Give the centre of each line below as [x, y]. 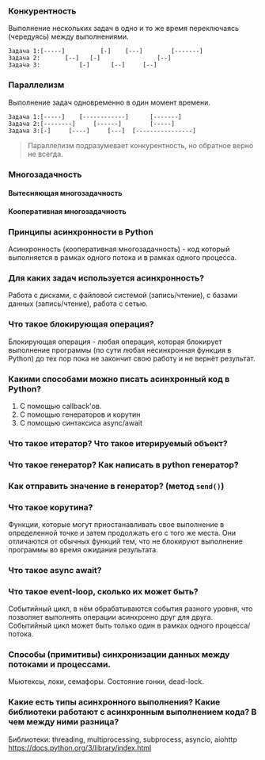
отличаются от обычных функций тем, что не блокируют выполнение [126, 541]
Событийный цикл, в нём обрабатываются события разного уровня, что [131, 609]
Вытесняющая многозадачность [65, 193]
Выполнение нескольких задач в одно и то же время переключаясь [124, 29]
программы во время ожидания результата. [83, 549]
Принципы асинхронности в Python [81, 231]
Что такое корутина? [51, 507]
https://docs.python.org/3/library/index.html [80, 747]
